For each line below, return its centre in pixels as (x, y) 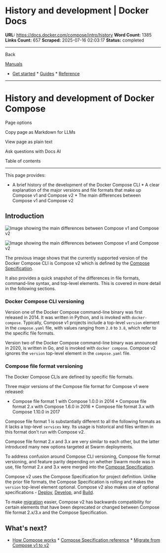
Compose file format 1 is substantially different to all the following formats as (83, 422)
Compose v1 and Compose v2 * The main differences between (76, 195)
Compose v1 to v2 (31, 546)
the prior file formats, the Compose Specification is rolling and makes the (80, 482)
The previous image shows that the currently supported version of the (77, 258)
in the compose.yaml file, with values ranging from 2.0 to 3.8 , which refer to (81, 328)
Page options (19, 122)
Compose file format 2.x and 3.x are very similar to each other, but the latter (82, 442)
